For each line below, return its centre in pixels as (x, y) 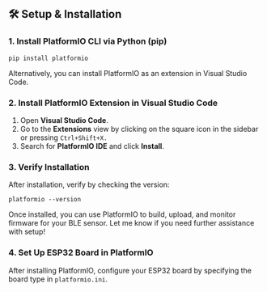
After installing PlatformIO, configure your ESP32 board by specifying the (130, 270)
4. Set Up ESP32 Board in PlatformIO (81, 252)
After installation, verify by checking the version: (89, 184)
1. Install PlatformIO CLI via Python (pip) (88, 41)
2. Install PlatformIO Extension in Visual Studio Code (113, 103)
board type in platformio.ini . (58, 279)
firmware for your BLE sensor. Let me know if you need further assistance (131, 223)
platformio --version (45, 200)
